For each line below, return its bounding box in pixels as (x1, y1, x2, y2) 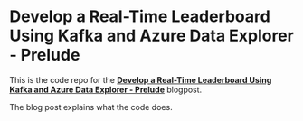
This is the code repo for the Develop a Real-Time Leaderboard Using (9, 74, 272, 85)
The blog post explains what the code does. (9, 101, 174, 112)
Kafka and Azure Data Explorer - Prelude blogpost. (9, 84, 203, 95)
